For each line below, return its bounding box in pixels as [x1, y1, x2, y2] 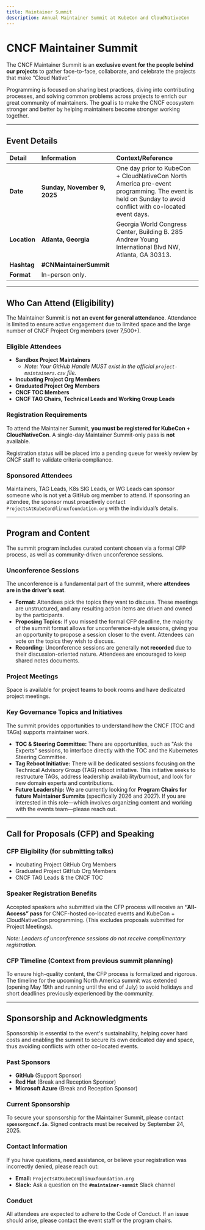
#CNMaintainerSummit [41, 261, 110, 269]
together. [6, 112, 29, 119]
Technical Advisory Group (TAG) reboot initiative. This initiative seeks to [15, 766, 196, 773]
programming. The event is [116, 187, 193, 196]
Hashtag [9, 261, 35, 269]
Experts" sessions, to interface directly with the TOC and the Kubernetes [15, 746, 198, 754]
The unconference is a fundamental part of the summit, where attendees [6, 580, 190, 588]
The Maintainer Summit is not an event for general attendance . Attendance [6, 314, 197, 321]
